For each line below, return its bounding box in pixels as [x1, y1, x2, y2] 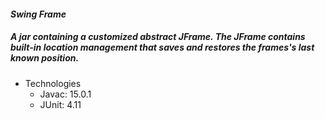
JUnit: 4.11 [39, 98, 82, 110]
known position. [10, 52, 80, 64]
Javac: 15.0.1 [39, 88, 92, 100]
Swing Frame [10, 8, 67, 20]
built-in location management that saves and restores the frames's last [10, 41, 315, 54]
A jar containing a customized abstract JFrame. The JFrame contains [10, 31, 306, 43]
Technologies [24, 77, 82, 89]
